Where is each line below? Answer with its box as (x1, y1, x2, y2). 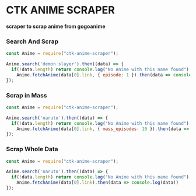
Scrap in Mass (6, 91, 48, 99)
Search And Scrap (6, 37, 59, 45)
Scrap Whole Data (6, 145, 58, 153)
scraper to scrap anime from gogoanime (6, 23, 106, 30)
